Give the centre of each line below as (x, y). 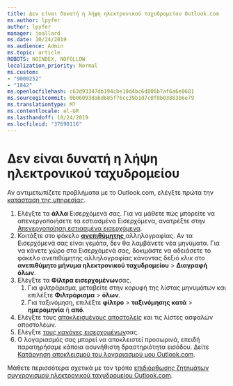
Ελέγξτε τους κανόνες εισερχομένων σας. (78, 332)
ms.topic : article (34, 53)
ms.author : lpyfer (34, 20)
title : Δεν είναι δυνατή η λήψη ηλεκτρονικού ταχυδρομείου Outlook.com (113, 14)
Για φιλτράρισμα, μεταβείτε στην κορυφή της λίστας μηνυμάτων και (127, 288)
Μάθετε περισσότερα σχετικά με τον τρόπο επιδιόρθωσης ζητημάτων (108, 368)
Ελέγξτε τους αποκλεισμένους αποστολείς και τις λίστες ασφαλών (115, 318)
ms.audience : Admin (35, 46)
